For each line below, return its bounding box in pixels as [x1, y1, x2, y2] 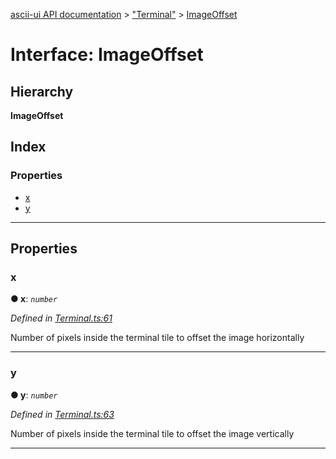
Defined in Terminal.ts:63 [10, 408, 115, 420]
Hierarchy [10, 83, 74, 100]
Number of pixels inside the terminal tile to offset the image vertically [10, 427, 295, 439]
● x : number [10, 293, 58, 305]
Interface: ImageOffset [10, 44, 204, 66]
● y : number [10, 389, 58, 401]
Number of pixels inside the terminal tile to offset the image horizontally [10, 332, 305, 344]
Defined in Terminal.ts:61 [10, 312, 113, 324]
